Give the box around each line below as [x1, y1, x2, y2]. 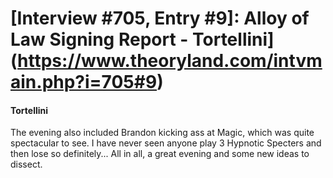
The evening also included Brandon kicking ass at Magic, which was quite [10, 127, 315, 139]
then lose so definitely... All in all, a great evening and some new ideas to [10, 148, 310, 160]
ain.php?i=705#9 [10, 71, 158, 94]
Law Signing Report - [10, 28, 189, 51]
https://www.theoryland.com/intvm [17, 50, 323, 72]
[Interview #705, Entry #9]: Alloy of [10, 7, 310, 30]
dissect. [10, 158, 43, 171]
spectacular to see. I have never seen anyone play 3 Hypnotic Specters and [10, 137, 322, 149]
